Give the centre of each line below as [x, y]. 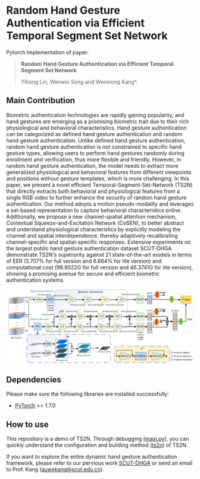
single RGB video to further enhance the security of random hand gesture [96, 197]
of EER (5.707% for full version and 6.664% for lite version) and [84, 261]
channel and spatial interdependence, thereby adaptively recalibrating [92, 235]
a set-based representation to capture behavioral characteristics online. [94, 210]
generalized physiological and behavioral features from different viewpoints [99, 172]
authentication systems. [35, 280]
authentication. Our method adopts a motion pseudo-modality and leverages [100, 204]
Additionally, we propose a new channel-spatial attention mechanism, [91, 216]
